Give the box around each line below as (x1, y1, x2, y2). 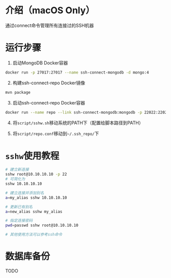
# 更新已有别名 (5, 204, 33, 210)
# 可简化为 (5, 177, 25, 182)
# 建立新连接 (5, 167, 29, 172)
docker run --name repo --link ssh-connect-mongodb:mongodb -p (5, 110, 142, 115)
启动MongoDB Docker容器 (12, 59, 68, 66)
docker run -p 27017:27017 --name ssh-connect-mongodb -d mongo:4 (5, 69, 149, 75)
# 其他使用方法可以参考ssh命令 (5, 232, 63, 237)
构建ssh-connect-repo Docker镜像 (12, 80, 85, 86)
